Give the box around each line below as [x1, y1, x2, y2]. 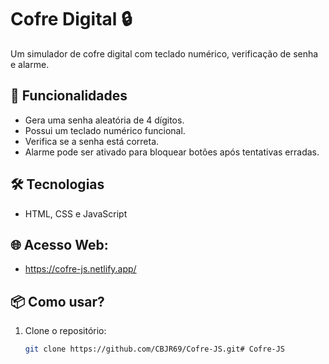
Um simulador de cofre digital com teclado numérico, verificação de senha [10, 47, 319, 60]
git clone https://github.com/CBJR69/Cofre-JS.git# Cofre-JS [24, 344, 286, 355]
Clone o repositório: [24, 325, 107, 337]
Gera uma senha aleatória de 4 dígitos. [24, 114, 185, 126]
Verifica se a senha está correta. [24, 135, 160, 147]
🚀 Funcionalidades [10, 87, 128, 105]
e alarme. [10, 58, 50, 70]
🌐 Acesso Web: [10, 236, 109, 253]
